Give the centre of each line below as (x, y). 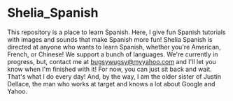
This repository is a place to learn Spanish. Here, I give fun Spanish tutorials (116, 32)
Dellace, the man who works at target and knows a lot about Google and (111, 84)
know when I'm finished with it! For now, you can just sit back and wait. (110, 69)
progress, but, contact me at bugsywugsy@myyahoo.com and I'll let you (112, 61)
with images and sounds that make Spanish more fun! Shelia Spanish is (110, 39)
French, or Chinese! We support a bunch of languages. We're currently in (113, 54)
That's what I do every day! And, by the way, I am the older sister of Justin (114, 76)
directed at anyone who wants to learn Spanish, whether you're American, (114, 47)
